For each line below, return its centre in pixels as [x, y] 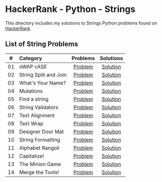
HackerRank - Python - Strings [70, 9]
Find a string [34, 99]
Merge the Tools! [39, 172]
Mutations [31, 91]
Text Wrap [31, 123]
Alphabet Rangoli [39, 147]
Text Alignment [37, 115]
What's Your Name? [43, 82]
